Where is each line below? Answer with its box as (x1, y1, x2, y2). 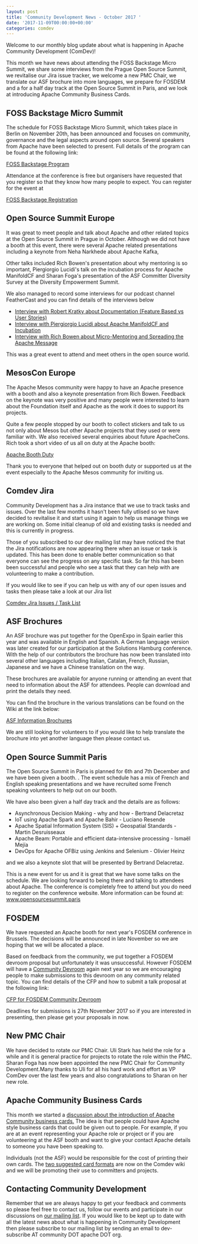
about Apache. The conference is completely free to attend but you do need (6, 883, 191, 890)
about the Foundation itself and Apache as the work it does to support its (6, 402, 184, 410)
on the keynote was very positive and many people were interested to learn (6, 396, 190, 404)
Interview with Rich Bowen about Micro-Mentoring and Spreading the (14, 333, 184, 340)
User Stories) (14, 314, 47, 321)
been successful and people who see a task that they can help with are (6, 563, 180, 570)
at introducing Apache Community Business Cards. (6, 91, 131, 98)
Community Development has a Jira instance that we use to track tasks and (6, 502, 190, 509)
